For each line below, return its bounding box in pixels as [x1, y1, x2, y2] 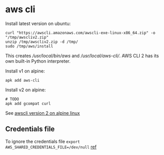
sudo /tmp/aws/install [5, 43, 53, 49]
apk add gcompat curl [5, 101, 51, 106]
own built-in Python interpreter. [5, 58, 71, 64]
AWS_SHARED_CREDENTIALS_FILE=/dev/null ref [5, 144, 97, 150]
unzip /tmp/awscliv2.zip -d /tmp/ [5, 39, 79, 44]
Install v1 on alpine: [5, 68, 45, 74]
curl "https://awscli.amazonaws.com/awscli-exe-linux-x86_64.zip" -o [5, 30, 156, 35]
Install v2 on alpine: [5, 87, 46, 93]
